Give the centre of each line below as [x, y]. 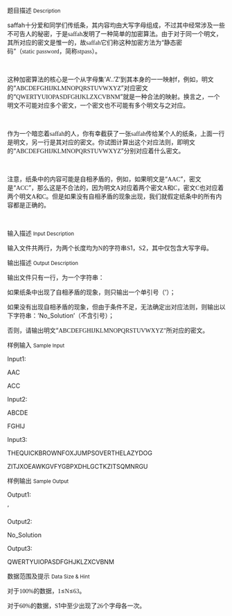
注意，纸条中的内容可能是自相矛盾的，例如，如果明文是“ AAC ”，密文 [104, 179]
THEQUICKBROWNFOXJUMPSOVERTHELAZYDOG [80, 453]
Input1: [17, 359]
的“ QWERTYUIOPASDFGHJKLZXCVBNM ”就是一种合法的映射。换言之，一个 [114, 96]
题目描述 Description [34, 10]
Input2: [17, 399]
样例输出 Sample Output [38, 481]
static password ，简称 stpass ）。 [62, 51]
